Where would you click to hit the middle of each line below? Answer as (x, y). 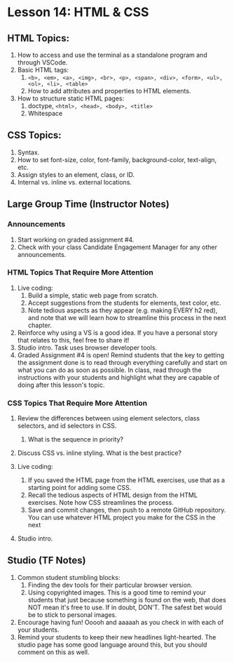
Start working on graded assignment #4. (76, 239)
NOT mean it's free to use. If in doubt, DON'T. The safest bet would (125, 607)
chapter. (40, 325)
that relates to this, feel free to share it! (73, 340)
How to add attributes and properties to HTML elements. (109, 91)
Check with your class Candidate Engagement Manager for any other (117, 247)
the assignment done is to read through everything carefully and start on (122, 362)
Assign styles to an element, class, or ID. (76, 174)
